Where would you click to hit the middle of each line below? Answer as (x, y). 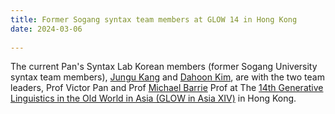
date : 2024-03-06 (46, 29)
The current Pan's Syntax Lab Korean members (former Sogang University (164, 67)
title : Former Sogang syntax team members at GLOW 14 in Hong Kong (154, 19)
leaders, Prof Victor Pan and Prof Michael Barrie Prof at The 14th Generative (167, 88)
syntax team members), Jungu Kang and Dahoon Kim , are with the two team (167, 77)
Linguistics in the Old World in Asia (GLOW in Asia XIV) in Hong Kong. (153, 98)
